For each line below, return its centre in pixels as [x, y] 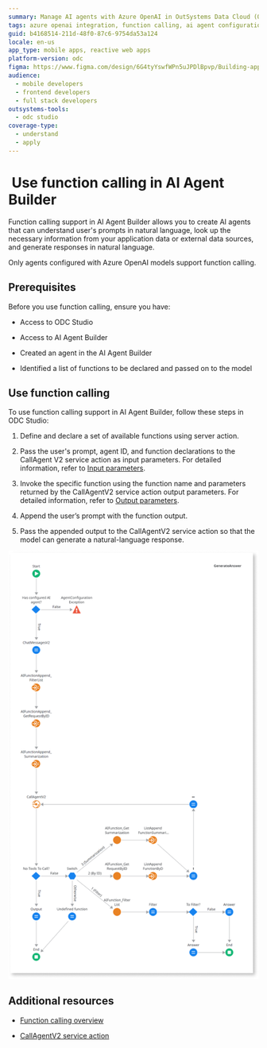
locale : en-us [32, 42]
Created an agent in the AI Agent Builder [86, 353]
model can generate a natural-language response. [102, 539]
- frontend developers [53, 92]
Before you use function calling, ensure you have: [89, 307]
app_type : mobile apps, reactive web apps [79, 50]
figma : [19, 68]
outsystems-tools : [39, 109]
